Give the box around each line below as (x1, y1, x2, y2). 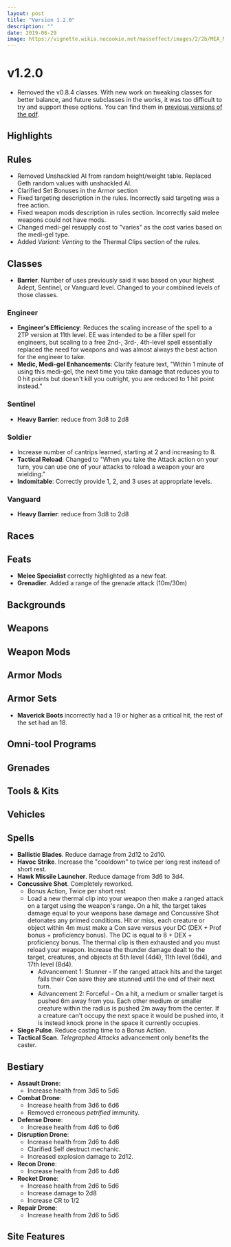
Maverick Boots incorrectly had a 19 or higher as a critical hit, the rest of (16, 711, 223, 719)
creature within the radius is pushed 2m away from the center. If (37, 1004, 220, 1013)
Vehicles (7, 809, 45, 820)
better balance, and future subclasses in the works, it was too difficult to (16, 96, 222, 104)
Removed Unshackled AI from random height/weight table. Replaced (16, 172, 212, 180)
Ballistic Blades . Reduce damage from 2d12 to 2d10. (16, 851, 166, 859)
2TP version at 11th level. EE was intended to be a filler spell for (16, 331, 196, 339)
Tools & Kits (7, 785, 59, 797)
